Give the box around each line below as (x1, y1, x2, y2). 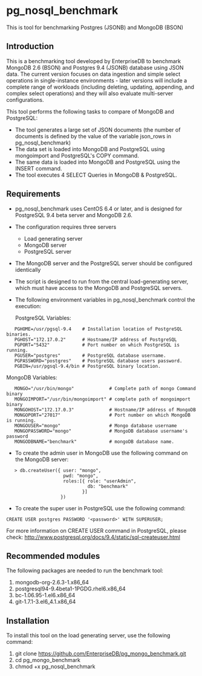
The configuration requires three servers (15, 223, 117, 231)
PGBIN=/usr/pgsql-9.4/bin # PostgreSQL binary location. (14, 363, 161, 369)
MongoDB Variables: (6, 374, 57, 381)
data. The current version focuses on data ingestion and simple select (6, 70, 181, 78)
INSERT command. (15, 164, 62, 172)
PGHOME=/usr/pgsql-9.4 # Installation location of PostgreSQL (14, 326, 183, 332)
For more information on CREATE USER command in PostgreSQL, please (6, 527, 187, 534)
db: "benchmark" (87, 483, 129, 489)
